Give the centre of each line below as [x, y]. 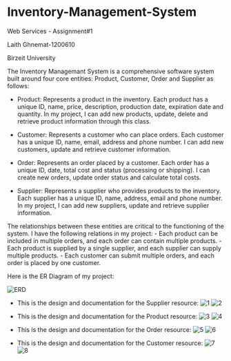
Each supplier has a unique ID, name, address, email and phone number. [120, 198]
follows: [18, 86]
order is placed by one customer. [54, 262]
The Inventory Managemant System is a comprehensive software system [111, 71]
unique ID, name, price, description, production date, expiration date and [120, 106]
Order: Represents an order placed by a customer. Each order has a [113, 162]
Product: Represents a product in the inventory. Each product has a [112, 99]
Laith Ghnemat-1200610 [41, 44]
